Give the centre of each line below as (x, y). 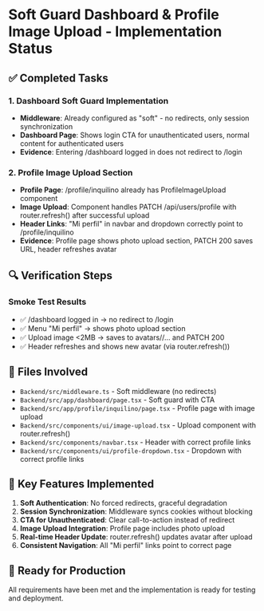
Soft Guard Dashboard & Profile (114, 15)
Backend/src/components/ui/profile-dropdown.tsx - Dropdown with (130, 450)
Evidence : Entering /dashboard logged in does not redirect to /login (131, 152)
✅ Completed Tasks (59, 78)
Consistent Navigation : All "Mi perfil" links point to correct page (126, 546)
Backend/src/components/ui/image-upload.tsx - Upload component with (138, 425)
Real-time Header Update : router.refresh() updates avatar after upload (136, 537)
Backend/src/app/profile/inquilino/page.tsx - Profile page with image (137, 408)
